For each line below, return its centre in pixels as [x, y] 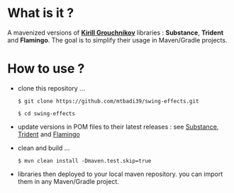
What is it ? [41, 13]
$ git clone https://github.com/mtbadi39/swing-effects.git [108, 101]
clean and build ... [44, 148]
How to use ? [46, 69]
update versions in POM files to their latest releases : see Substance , [118, 127]
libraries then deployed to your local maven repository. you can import [120, 174]
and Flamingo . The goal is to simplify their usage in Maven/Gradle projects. [117, 40]
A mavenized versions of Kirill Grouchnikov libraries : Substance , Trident [116, 33]
